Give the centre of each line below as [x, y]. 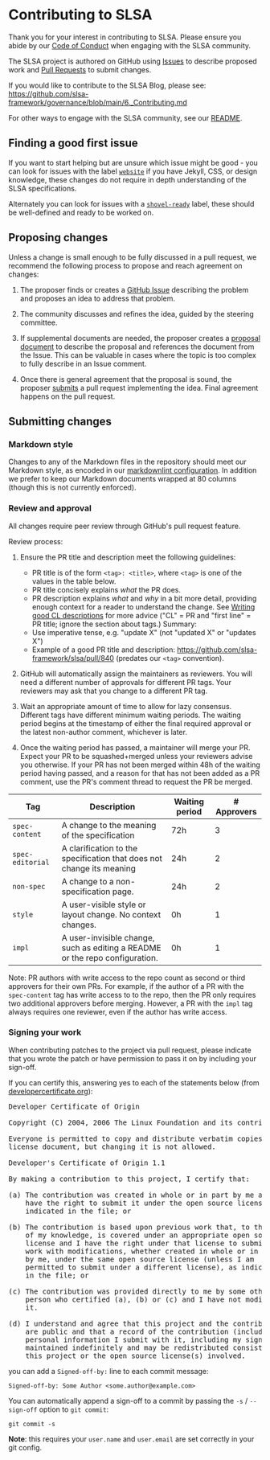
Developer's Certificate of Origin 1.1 [87, 1163]
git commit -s [32, 1424]
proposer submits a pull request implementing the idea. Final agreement [139, 388]
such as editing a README [112, 948]
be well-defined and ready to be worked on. [81, 212]
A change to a [88, 881]
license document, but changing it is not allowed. [112, 1146]
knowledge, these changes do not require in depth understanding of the [127, 179]
